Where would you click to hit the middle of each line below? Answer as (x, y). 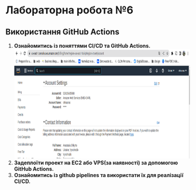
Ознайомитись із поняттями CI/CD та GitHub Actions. (82, 46)
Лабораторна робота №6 (70, 10)
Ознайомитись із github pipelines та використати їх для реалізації (99, 175)
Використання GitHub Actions (62, 32)
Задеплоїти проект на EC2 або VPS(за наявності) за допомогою (96, 163)
